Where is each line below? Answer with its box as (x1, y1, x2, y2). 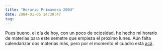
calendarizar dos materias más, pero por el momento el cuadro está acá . (5, 41, 154, 47)
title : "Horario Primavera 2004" (5, 7, 75, 12)
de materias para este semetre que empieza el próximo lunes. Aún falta (5, 35, 151, 41)
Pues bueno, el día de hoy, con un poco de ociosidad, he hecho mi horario (5, 30, 158, 36)
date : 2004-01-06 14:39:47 (5, 12, 61, 17)
